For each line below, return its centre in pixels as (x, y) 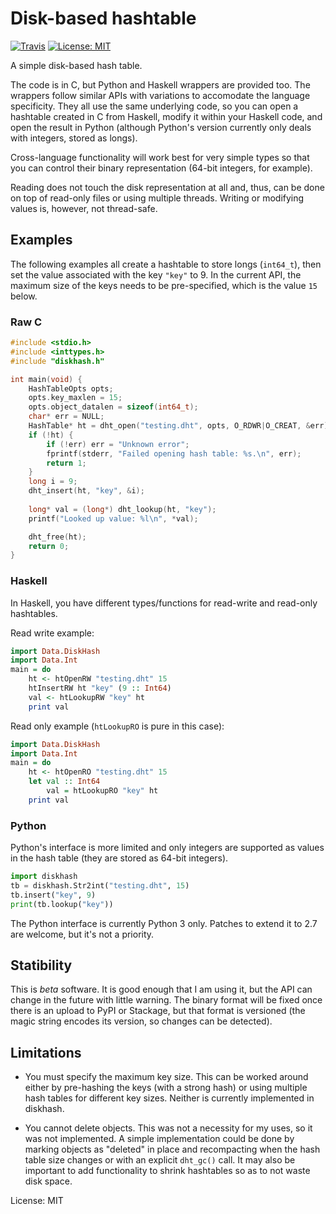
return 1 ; (66, 463)
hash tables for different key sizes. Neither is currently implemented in (169, 1098)
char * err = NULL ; (66, 417)
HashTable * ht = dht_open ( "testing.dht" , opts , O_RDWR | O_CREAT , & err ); (180, 426)
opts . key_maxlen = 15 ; (75, 398)
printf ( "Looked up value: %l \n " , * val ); (113, 518)
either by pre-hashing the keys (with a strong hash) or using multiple (166, 1088)
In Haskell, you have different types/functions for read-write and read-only (164, 603)
